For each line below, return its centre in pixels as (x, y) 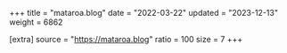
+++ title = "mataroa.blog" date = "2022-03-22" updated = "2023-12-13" (144, 13)
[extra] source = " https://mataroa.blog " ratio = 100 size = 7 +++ (126, 39)
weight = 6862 (36, 22)
